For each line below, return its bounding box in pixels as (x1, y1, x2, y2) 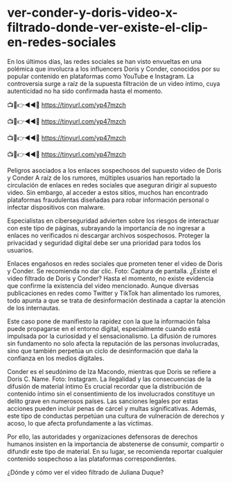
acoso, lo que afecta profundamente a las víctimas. (7, 418, 154, 427)
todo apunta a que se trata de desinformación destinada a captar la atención (7, 296, 226, 305)
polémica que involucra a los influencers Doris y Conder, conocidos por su (7, 65, 220, 73)
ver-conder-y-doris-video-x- (7, 5, 178, 21)
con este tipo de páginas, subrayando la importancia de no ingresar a (7, 223, 206, 232)
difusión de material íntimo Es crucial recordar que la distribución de (7, 382, 202, 390)
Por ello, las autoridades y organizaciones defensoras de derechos (7, 432, 198, 441)
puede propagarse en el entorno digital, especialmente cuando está (7, 324, 201, 332)
